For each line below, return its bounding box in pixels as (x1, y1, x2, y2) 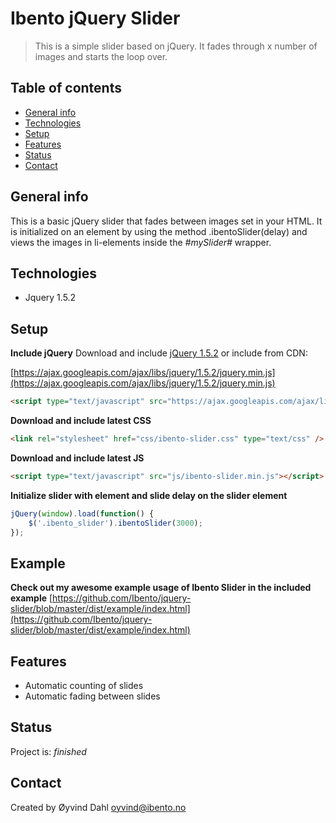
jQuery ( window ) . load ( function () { (10, 508, 155, 519)
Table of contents (10, 80, 122, 97)
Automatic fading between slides (24, 690, 161, 702)
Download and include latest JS (10, 452, 145, 464)
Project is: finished (10, 745, 87, 757)
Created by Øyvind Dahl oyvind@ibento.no (10, 801, 187, 813)
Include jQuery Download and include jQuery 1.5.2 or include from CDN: (10, 347, 308, 359)
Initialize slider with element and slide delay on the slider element (10, 489, 288, 501)
